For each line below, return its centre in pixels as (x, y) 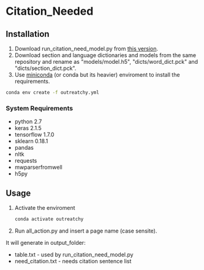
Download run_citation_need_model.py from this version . (86, 48)
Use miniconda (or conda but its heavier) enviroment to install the (97, 75)
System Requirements (40, 108)
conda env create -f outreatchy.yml (52, 93)
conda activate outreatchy (49, 219)
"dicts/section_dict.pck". (45, 68)
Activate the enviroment (45, 207)
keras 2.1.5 (28, 128)
